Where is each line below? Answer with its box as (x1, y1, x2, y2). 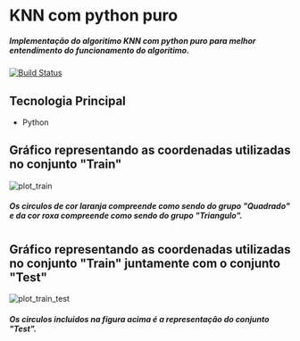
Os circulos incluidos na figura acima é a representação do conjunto (9, 313, 270, 324)
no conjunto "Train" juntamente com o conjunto (9, 255, 281, 270)
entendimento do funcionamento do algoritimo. (9, 45, 190, 55)
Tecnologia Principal (9, 93, 127, 108)
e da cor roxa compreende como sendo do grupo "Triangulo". (9, 211, 243, 221)
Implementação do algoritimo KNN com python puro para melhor (9, 35, 256, 46)
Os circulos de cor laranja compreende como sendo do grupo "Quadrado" (9, 201, 290, 212)
